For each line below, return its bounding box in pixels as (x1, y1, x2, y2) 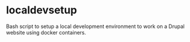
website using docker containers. (6, 29, 87, 36)
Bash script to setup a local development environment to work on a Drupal (6, 23, 185, 30)
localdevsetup (6, 3, 77, 17)
